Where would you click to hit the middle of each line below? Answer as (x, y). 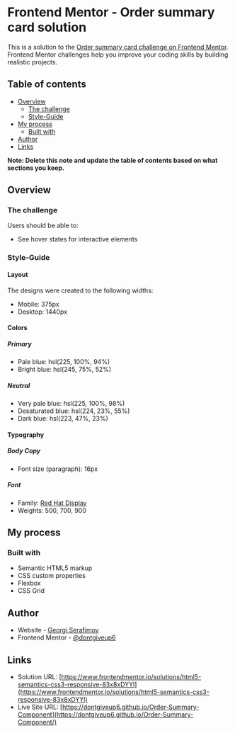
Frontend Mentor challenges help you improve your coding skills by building (118, 55)
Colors (17, 328)
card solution (47, 27)
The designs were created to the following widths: (80, 290)
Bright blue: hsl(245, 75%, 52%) (64, 370)
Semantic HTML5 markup (55, 568)
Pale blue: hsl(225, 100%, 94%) (64, 362)
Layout (18, 274)
